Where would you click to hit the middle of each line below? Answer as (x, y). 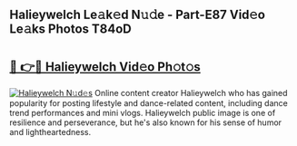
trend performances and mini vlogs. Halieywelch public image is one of (143, 113)
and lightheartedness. (50, 132)
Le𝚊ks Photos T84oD (70, 29)
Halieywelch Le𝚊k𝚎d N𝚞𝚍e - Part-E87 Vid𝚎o (138, 15)
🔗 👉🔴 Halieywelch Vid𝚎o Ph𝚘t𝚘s (105, 67)
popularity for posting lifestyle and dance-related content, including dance (148, 103)
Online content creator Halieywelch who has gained (191, 93)
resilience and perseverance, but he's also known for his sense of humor (146, 122)
